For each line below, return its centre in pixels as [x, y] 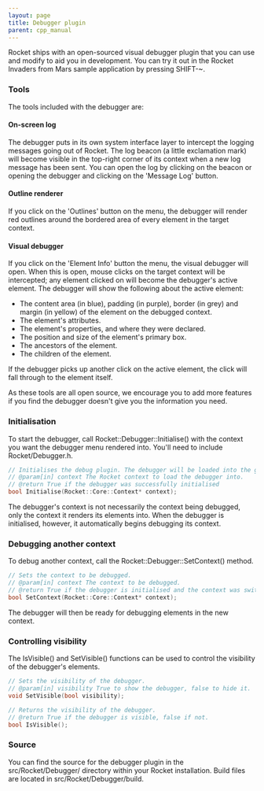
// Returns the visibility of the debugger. [82, 710]
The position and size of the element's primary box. [103, 337]
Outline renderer [36, 194]
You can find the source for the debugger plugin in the [96, 762]
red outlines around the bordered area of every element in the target [119, 220]
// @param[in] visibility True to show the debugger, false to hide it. [130, 689]
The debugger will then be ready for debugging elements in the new [119, 612]
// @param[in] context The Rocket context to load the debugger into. [126, 477]
